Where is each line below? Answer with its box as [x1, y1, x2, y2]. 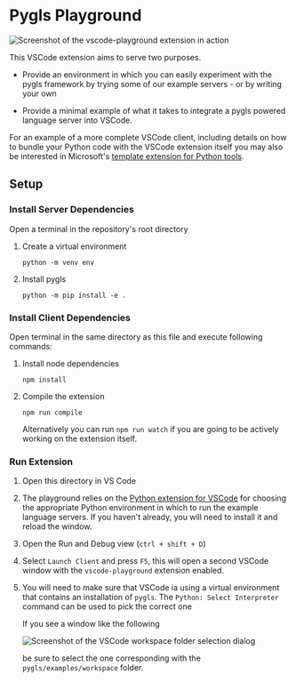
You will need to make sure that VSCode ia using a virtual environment [21, 582, 280, 593]
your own [21, 88, 58, 99]
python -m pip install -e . [21, 291, 126, 300]
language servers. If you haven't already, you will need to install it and [21, 512, 278, 523]
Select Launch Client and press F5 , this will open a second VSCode [21, 556, 269, 566]
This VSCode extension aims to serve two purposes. [9, 52, 202, 62]
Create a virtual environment [21, 241, 127, 252]
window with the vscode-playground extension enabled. [21, 566, 225, 576]
